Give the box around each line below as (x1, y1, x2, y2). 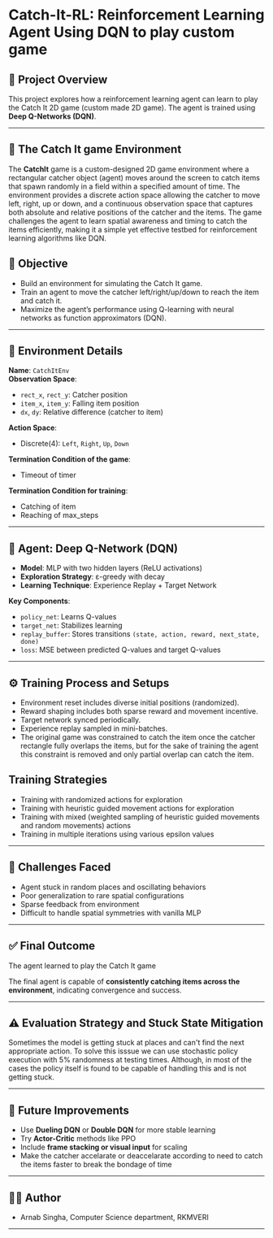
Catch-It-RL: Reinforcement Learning (8, 6, 265, 24)
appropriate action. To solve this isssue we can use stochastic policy (8, 1046, 238, 1056)
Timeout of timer (19, 470, 77, 480)
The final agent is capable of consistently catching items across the (8, 976, 240, 986)
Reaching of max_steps (19, 510, 99, 520)
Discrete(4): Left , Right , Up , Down (19, 439, 130, 449)
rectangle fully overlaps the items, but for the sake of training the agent (19, 741, 258, 751)
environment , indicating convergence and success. (8, 985, 182, 995)
